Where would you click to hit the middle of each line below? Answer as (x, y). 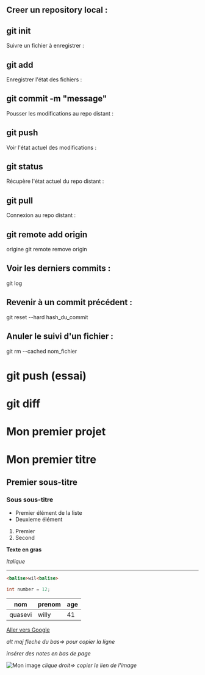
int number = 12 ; (28, 589)
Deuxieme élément (39, 519)
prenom (49, 604)
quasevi (21, 614)
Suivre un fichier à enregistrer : (45, 46)
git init (19, 31)
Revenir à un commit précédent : (70, 302)
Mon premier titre (51, 459)
